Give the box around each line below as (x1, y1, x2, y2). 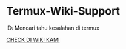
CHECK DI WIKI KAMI (6, 36, 60, 43)
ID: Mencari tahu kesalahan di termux (6, 24, 100, 31)
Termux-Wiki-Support (6, 4, 120, 18)
